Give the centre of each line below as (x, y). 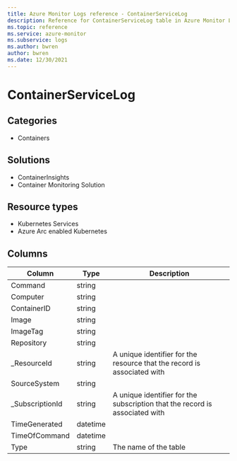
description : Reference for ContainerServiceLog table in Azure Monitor (116, 21)
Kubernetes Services (48, 224)
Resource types (43, 207)
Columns (28, 253)
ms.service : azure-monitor (47, 34)
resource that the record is (157, 363)
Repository (29, 343)
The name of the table (149, 448)
